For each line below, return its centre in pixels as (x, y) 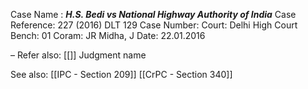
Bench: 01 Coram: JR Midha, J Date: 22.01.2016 (108, 35)
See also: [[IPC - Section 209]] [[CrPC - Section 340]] (121, 74)
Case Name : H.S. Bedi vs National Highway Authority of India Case (153, 14)
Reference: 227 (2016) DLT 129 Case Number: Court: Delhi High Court (154, 25)
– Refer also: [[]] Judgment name (78, 55)
